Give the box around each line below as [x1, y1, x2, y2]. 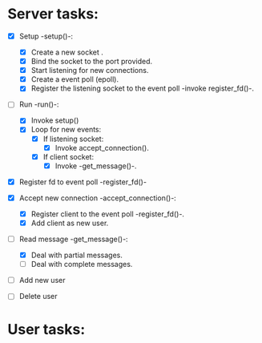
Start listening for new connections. [30, 66, 149, 75]
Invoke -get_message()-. [54, 161, 137, 171]
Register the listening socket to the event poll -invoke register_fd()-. [30, 83, 254, 93]
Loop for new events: [30, 125, 102, 135]
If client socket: [42, 151, 94, 161]
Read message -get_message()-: [18, 234, 129, 244]
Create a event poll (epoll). [30, 75, 119, 84]
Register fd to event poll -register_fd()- [18, 177, 147, 187]
